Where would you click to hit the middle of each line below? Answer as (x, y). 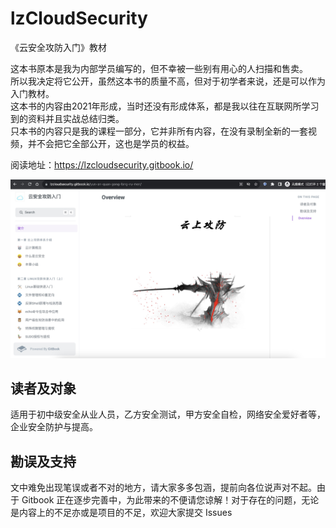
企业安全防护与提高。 (54, 427)
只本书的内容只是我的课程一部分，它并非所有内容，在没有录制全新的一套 (159, 131)
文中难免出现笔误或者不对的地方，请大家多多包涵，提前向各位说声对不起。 (163, 488)
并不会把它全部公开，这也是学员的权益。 (111, 143)
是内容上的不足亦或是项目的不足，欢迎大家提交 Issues (121, 513)
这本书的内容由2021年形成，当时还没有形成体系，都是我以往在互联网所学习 (165, 106)
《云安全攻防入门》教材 (58, 47)
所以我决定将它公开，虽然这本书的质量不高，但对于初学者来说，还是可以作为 (168, 81)
